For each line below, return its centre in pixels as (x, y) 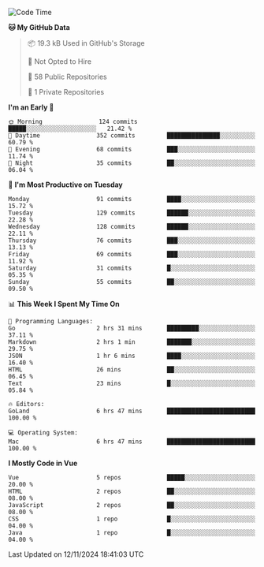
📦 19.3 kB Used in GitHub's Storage (86, 43)
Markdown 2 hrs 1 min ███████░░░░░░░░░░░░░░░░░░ (132, 342)
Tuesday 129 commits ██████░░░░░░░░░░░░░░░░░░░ (132, 213)
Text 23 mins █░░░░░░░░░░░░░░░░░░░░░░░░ (132, 383)
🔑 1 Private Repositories (66, 92)
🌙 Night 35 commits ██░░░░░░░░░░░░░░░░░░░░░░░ (132, 163)
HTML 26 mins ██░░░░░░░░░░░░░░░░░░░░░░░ (132, 370)
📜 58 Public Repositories (67, 76)
